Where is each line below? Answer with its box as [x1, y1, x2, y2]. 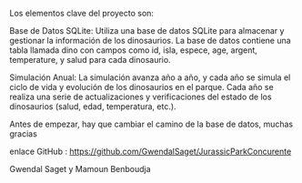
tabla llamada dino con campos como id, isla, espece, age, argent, [9, 45, 257, 56]
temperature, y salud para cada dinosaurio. [9, 55, 171, 65]
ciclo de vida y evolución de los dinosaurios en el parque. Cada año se [9, 82, 275, 92]
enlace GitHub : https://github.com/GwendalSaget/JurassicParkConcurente [9, 146, 292, 157]
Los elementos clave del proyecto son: [9, 8, 155, 18]
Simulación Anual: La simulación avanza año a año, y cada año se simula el [9, 72, 291, 83]
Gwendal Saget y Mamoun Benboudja [9, 164, 152, 174]
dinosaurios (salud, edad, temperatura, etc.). [9, 101, 176, 112]
